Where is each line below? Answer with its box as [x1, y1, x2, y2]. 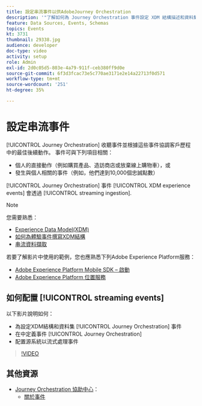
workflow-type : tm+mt [6, 76, 61, 82]
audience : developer [6, 43, 58, 49]
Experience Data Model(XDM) [14, 226, 90, 233]
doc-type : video [6, 48, 47, 54]
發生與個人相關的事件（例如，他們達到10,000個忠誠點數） [14, 169, 159, 176]
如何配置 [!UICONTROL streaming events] [6, 293, 164, 303]
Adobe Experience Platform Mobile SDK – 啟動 [14, 266, 130, 273]
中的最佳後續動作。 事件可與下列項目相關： [6, 149, 113, 156]
